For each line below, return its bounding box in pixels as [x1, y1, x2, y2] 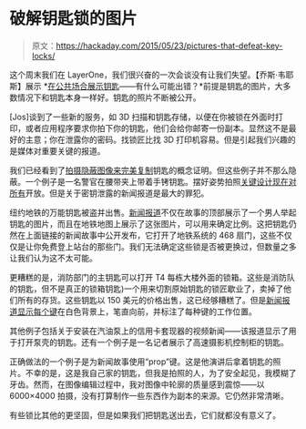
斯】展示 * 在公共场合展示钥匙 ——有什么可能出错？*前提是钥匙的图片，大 [9, 80, 283, 91]
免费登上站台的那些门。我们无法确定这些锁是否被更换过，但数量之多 [40, 240, 297, 251]
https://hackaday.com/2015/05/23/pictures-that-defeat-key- [56, 40, 283, 51]
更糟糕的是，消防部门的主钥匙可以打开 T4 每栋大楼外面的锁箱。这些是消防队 [9, 271, 296, 282]
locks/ [31, 50, 56, 61]
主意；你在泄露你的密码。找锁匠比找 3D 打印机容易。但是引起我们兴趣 [25, 134, 289, 145]
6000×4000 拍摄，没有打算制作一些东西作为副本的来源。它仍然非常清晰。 [9, 390, 289, 401]
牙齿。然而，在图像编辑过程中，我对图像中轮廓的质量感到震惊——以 [9, 379, 265, 390]
